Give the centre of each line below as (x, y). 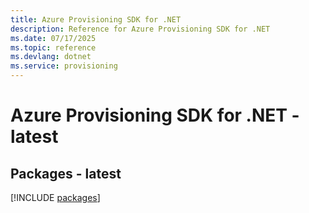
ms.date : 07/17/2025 (53, 38)
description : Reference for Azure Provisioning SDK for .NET (140, 29)
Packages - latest (66, 173)
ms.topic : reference (53, 47)
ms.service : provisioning (64, 66)
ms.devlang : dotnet (51, 57)
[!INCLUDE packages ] (55, 197)
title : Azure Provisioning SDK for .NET (96, 19)
